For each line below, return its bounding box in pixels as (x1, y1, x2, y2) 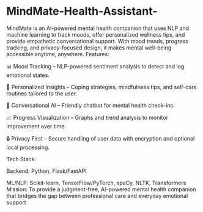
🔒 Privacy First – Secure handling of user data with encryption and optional (6, 134, 195, 142)
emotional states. (6, 71, 50, 79)
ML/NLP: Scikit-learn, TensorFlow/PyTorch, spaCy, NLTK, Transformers (6, 179, 186, 186)
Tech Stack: (6, 155, 37, 163)
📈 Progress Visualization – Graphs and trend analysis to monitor (6, 114, 168, 121)
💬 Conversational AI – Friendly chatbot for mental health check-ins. (6, 101, 175, 109)
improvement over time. (6, 122, 66, 130)
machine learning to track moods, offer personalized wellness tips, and (6, 31, 185, 38)
